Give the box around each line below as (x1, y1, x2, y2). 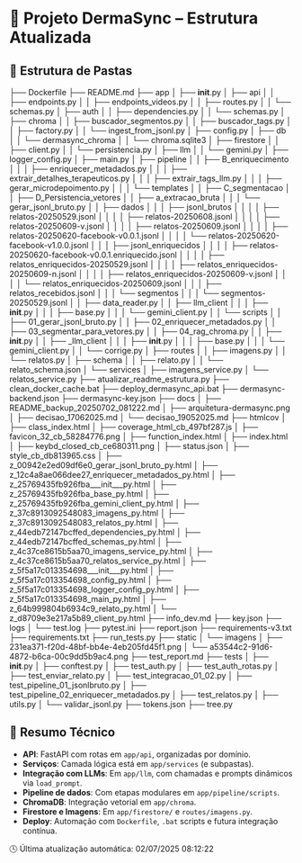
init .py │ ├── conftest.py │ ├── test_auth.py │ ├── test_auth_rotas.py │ (9, 661, 280, 671)
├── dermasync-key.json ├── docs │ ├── (61, 393, 222, 403)
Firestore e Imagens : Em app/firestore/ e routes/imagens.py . (22, 805, 253, 817)
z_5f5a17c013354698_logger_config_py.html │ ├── (9, 584, 200, 595)
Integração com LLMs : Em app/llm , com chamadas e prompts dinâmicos (22, 768, 293, 778)
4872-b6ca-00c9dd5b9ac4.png (9, 652, 129, 661)
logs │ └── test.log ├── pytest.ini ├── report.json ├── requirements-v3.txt (9, 623, 292, 633)
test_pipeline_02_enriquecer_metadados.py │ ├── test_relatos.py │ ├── (9, 689, 279, 700)
